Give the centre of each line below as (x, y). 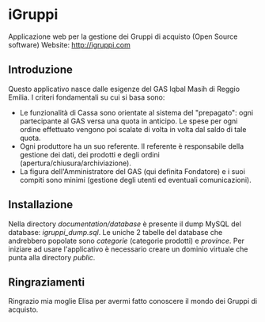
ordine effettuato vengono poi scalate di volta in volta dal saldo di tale (133, 129)
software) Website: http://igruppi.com (69, 44)
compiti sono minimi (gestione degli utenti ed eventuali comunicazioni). (135, 180)
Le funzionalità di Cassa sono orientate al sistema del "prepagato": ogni (136, 112)
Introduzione (41, 70)
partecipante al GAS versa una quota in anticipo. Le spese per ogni (129, 121)
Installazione (41, 205)
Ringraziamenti (47, 282)
